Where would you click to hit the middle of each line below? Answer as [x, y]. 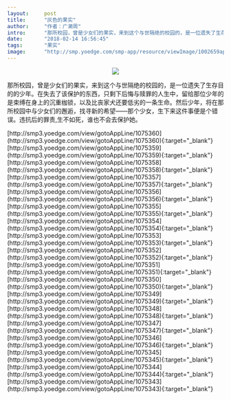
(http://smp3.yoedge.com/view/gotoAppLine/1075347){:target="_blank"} [110, 330]
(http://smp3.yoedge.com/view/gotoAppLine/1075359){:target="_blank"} [110, 155]
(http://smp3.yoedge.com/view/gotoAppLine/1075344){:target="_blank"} [110, 374]
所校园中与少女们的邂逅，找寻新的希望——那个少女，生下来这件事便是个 [109, 111]
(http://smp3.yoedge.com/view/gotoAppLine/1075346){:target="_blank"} [110, 345]
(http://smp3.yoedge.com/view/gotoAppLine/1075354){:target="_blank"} [110, 228]
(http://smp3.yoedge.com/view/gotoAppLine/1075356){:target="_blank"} [110, 199]
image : [16, 52]
